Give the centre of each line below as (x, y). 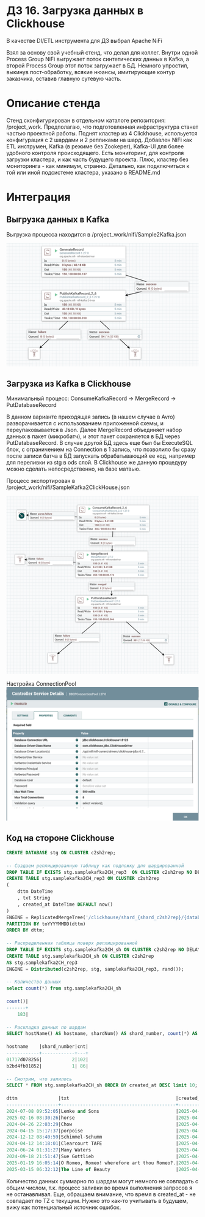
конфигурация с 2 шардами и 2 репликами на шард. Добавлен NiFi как (99, 140)
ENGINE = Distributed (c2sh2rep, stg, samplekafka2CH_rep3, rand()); (95, 969)
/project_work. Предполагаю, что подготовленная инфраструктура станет (102, 127)
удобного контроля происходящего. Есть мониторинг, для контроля (95, 153)
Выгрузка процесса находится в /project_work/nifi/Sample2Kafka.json (96, 234)
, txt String (34, 898)
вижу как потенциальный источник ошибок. (64, 1207)
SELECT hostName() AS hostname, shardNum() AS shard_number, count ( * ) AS (102, 1034)
